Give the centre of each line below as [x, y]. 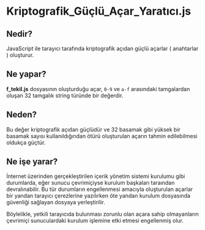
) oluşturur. [20, 55]
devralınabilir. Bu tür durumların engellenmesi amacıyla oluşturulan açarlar [100, 189]
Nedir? [19, 34]
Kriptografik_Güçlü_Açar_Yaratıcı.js [99, 11]
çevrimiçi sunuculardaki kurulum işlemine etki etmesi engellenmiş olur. [95, 221]
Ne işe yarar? [32, 162]
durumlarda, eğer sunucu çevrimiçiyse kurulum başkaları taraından [91, 183]
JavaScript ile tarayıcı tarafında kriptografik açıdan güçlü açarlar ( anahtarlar [102, 48]
